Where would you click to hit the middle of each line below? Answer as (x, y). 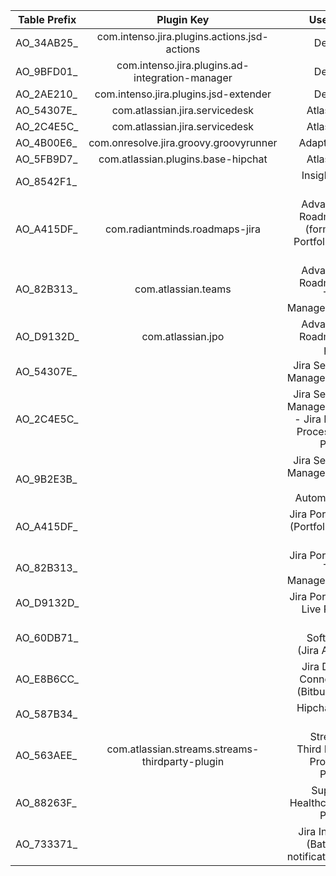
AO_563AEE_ (46, 755)
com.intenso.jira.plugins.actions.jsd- (182, 36)
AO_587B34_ (46, 714)
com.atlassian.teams (183, 289)
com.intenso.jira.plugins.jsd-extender (183, 94)
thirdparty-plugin (183, 761)
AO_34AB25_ (46, 42)
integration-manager (183, 77)
